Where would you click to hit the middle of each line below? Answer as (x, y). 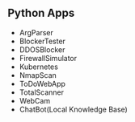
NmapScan (38, 75)
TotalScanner (41, 92)
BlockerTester (42, 41)
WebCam (34, 100)
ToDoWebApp (42, 83)
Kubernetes (38, 67)
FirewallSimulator (48, 58)
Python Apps (41, 13)
